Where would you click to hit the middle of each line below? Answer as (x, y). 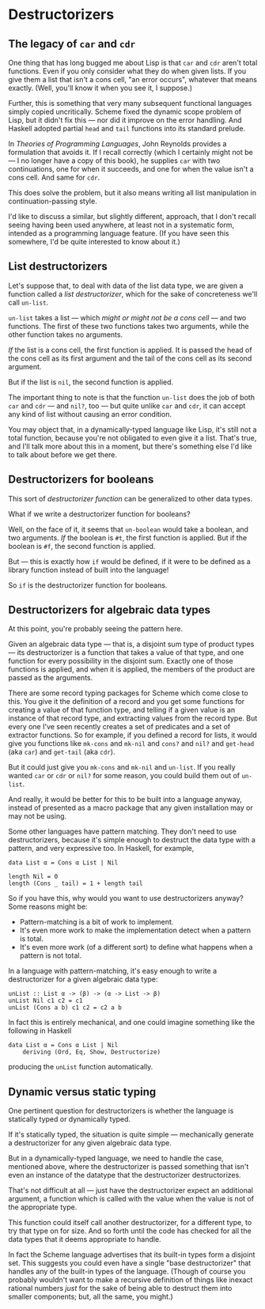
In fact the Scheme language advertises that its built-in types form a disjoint (132, 1254)
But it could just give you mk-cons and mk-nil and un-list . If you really (122, 767)
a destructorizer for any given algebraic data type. (90, 1143)
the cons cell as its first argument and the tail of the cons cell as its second (130, 358)
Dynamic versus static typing (82, 1092)
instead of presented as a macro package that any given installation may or (131, 808)
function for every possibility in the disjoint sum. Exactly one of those (121, 661)
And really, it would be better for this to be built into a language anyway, (125, 800)
